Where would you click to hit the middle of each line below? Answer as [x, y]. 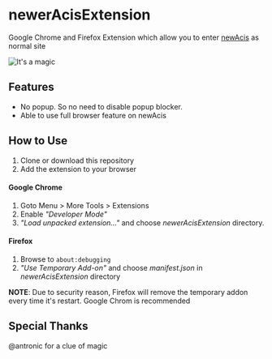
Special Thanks [48, 326]
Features [31, 87]
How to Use [38, 141]
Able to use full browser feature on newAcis [93, 115]
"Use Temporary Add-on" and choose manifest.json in [111, 267]
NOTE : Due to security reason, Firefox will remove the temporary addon [128, 292]
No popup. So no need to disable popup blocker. [101, 106]
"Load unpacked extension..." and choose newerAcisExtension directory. [142, 222]
